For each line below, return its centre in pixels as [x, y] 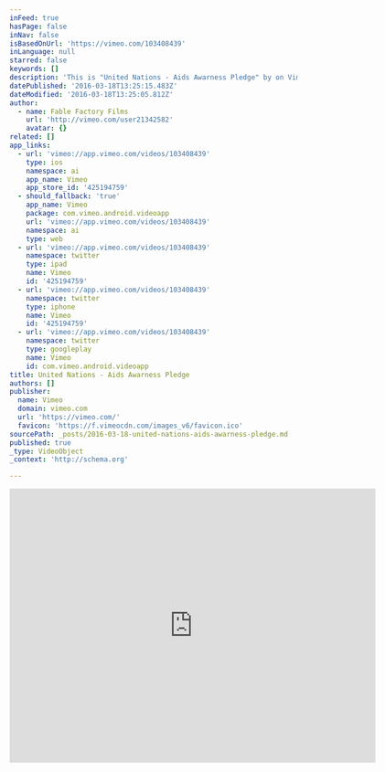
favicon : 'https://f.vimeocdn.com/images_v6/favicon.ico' [131, 426]
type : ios [45, 162]
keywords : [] [34, 69]
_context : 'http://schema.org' [69, 460]
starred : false [38, 60]
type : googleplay [59, 349]
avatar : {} [47, 129]
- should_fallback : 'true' [69, 196]
